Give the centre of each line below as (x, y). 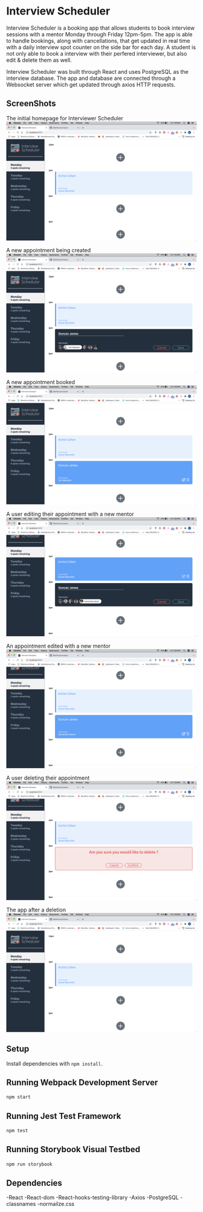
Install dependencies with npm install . (54, 1063)
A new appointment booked (41, 382)
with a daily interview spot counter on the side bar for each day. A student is (101, 47)
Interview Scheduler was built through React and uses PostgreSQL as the (98, 71)
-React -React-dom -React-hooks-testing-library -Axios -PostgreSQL (93, 1197)
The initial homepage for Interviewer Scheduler (65, 118)
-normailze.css (56, 1204)
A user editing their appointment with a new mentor (70, 514)
